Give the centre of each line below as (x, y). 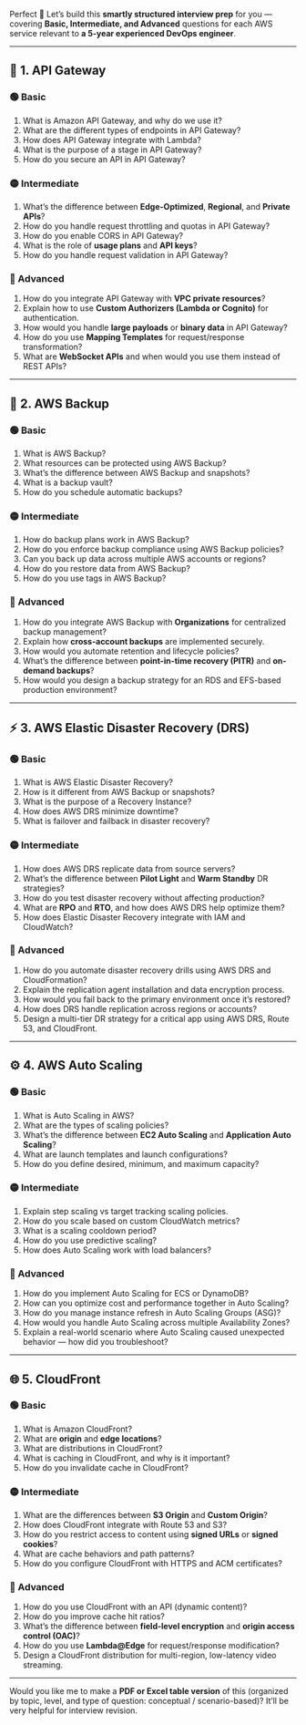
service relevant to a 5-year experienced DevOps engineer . (123, 33)
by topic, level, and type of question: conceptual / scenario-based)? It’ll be (149, 1701)
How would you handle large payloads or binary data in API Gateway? (155, 327)
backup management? (65, 631)
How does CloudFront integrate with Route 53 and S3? (125, 1525)
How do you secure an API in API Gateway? (104, 159)
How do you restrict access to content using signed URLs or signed (150, 1534)
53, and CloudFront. (60, 1028)
